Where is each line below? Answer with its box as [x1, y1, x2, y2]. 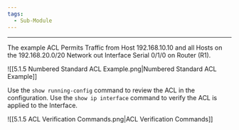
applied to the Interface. [7, 101, 78, 109]
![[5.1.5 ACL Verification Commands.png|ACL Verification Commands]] [7, 114, 213, 123]
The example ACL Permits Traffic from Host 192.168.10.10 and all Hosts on [7, 43, 223, 52]
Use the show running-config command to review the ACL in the [7, 86, 196, 94]
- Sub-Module [14, 17, 53, 24]
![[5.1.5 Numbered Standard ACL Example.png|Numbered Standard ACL [7, 65, 217, 73]
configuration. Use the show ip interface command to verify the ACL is [7, 93, 218, 102]
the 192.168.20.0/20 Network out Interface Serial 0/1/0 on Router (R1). [7, 50, 211, 59]
